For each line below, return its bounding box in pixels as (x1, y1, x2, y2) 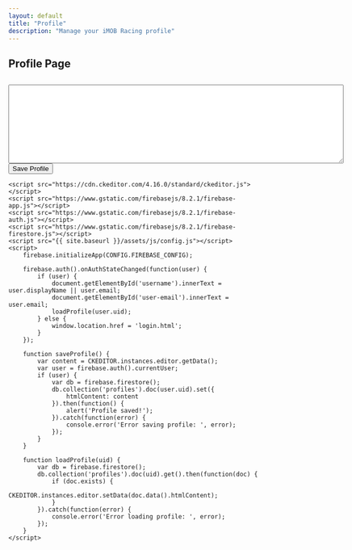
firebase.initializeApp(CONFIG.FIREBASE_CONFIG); (23, 251, 194, 259)
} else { (37, 315, 67, 323)
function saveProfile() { (23, 351, 111, 359)
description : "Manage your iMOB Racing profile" (8, 27, 175, 35)
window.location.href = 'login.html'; (51, 322, 182, 330)
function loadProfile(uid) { (23, 456, 121, 464)
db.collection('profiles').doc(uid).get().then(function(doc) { (37, 470, 258, 479)
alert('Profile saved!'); (65, 407, 153, 415)
